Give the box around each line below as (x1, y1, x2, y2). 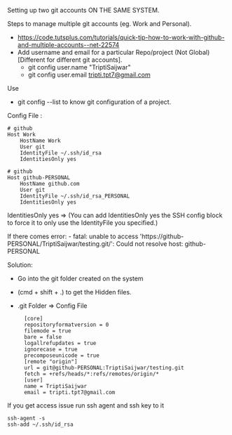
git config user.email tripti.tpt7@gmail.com (27, 70, 151, 79)
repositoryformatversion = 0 (24, 321, 109, 328)
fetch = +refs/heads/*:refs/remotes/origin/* (24, 370, 159, 377)
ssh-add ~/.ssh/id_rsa (7, 421, 74, 428)
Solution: (7, 261, 33, 269)
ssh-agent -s (7, 415, 46, 422)
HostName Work (20, 137, 61, 144)
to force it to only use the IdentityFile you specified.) (7, 219, 158, 227)
